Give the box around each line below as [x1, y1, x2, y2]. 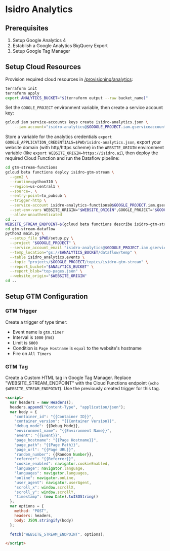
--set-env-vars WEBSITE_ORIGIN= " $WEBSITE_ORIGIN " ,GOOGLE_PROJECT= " [10, 208, 155, 213]
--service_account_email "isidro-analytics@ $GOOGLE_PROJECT [10, 245, 139, 251]
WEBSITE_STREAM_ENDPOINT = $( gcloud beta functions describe [5, 222, 133, 227]
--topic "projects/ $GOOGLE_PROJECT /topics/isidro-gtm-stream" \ [10, 259, 148, 264]
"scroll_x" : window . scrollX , [14, 485, 76, 490]
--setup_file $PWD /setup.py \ [10, 236, 73, 241]
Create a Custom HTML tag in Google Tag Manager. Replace [5, 374, 132, 381]
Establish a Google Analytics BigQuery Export [12, 43, 108, 49]
